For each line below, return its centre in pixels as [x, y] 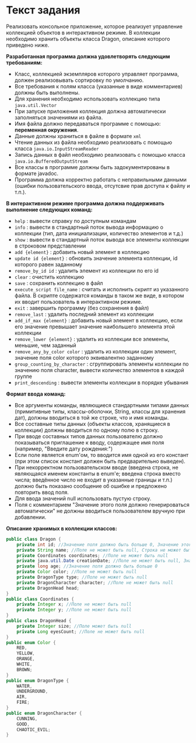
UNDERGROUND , [32, 692]
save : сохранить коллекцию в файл [59, 283]
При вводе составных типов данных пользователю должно [89, 436]
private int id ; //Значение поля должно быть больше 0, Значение [98, 545]
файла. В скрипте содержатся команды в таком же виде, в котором [99, 295]
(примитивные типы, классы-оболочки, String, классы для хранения [100, 411]
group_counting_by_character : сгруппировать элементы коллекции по [101, 364]
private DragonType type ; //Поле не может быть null [82, 577]
